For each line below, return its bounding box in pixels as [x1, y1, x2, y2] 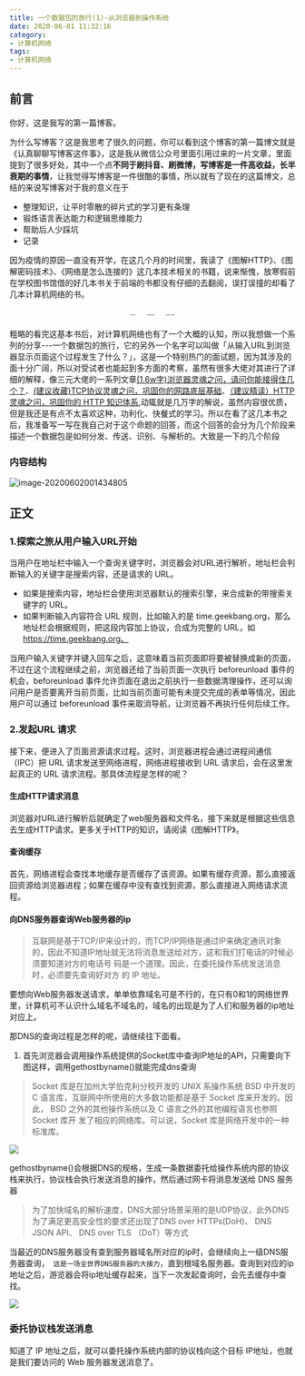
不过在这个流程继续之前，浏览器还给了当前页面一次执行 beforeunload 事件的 [9, 664, 295, 675]
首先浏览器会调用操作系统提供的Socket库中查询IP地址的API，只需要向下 [22, 1050, 292, 1061]
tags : [9, 47, 30, 56]
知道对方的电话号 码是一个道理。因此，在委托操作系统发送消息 [47, 958, 281, 969]
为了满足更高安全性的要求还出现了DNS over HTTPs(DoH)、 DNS [31, 1216, 272, 1227]
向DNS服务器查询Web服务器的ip [9, 914, 132, 925]
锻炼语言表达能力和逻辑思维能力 [22, 213, 143, 223]
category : [9, 30, 47, 39]
